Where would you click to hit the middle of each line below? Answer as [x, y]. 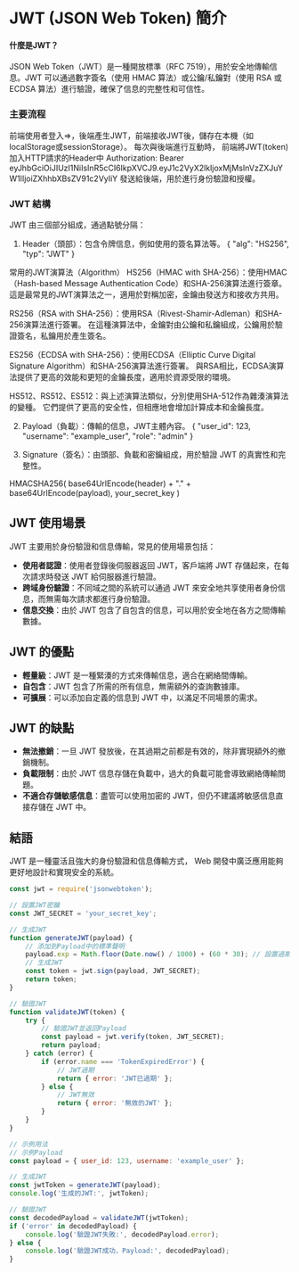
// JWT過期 [76, 1070]
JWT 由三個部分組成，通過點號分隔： [77, 225]
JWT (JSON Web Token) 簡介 [118, 18]
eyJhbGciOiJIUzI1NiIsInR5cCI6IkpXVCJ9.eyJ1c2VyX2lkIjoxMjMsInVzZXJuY [146, 168]
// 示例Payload [36, 1152]
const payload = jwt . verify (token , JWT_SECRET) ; [133, 1037]
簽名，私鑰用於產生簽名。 [64, 335]
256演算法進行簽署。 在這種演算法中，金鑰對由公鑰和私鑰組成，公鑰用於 [142, 324]
